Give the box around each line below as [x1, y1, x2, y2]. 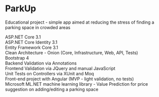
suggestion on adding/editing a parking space [5, 86, 98, 92]
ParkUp [5, 3, 36, 14]
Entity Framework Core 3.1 [5, 44, 58, 50]
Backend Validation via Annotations [5, 60, 77, 66]
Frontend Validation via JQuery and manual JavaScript [5, 65, 116, 71]
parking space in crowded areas [5, 24, 70, 30]
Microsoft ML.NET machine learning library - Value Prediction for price [5, 81, 148, 87]
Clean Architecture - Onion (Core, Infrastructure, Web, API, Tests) [5, 50, 138, 56]
